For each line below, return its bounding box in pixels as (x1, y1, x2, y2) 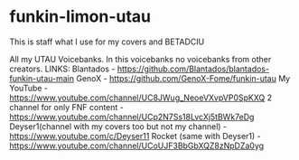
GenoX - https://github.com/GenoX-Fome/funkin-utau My (76, 72, 291, 83)
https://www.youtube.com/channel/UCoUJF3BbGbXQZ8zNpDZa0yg (9, 140, 265, 151)
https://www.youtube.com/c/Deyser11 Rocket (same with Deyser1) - (9, 130, 262, 141)
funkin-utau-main (9, 72, 75, 83)
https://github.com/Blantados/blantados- (117, 63, 269, 74)
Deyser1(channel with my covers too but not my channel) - (9, 120, 228, 132)
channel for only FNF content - (9, 101, 124, 112)
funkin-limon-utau (9, 6, 152, 27)
